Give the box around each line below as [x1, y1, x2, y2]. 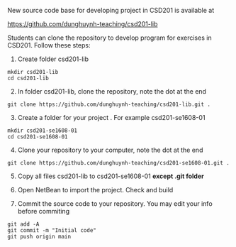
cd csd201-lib [7, 75, 50, 82]
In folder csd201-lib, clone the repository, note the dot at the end [17, 87, 207, 95]
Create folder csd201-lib [17, 55, 89, 63]
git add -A [7, 221, 40, 228]
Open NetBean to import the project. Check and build [17, 186, 174, 194]
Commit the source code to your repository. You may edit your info [17, 199, 213, 208]
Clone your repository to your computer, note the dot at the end [17, 146, 203, 154]
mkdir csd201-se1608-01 [7, 127, 78, 134]
